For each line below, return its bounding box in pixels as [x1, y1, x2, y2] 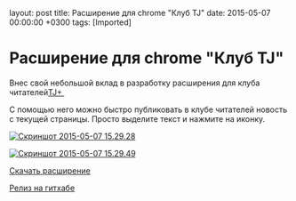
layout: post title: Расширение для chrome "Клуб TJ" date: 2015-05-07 [9, 8, 271, 18]
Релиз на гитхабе [9, 182, 76, 193]
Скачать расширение [9, 165, 91, 176]
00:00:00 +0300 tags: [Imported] [9, 17, 132, 28]
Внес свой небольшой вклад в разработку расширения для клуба [9, 77, 260, 88]
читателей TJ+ [9, 86, 62, 97]
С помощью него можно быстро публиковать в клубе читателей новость [9, 104, 288, 115]
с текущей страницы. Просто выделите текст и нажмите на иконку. [9, 113, 266, 124]
